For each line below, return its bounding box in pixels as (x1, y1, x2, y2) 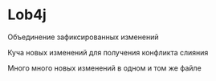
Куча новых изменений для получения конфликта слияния (7, 47, 209, 57)
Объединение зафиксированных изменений (7, 32, 159, 42)
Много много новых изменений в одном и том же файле (7, 63, 202, 73)
